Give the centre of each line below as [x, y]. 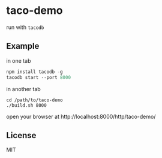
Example [23, 46]
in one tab [19, 60]
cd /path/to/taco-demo [34, 100]
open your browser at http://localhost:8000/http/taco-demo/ [81, 116]
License [21, 135]
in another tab [23, 89]
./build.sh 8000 [26, 105]
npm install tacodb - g [34, 72]
